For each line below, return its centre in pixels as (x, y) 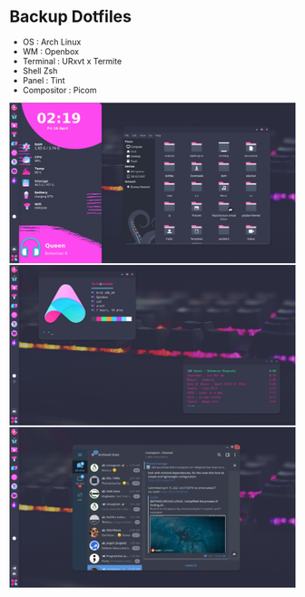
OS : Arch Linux (52, 42)
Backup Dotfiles (70, 17)
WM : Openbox (51, 51)
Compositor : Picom (59, 90)
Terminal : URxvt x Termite (72, 61)
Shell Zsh (40, 71)
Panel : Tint (44, 80)
